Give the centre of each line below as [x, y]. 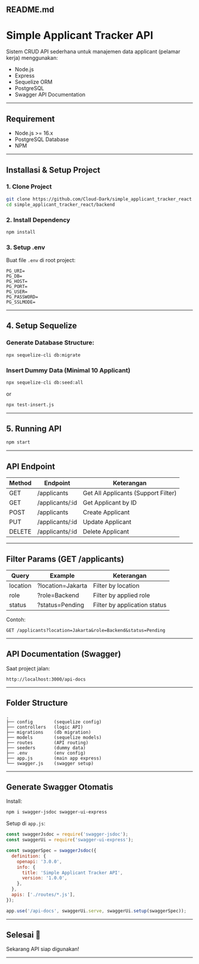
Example [62, 576]
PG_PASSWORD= [22, 297]
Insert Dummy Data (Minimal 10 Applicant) [68, 370]
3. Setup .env [26, 247]
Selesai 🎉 [23, 935]
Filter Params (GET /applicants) [65, 559]
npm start [18, 442]
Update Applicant [107, 522]
